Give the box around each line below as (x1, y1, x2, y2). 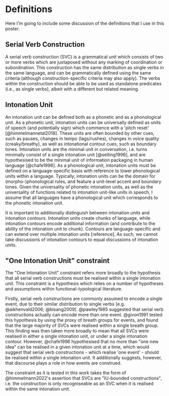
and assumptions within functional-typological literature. (5, 286, 123, 292)
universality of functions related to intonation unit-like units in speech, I (5, 189, 153, 195)
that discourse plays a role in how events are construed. (5, 360, 122, 366)
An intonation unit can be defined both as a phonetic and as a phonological (5, 114, 161, 120)
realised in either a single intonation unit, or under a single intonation (5, 333, 148, 339)
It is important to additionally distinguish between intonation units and (5, 210, 150, 216)
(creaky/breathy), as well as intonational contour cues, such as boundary (5, 140, 157, 147)
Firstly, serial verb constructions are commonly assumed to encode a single (5, 295, 162, 302)
